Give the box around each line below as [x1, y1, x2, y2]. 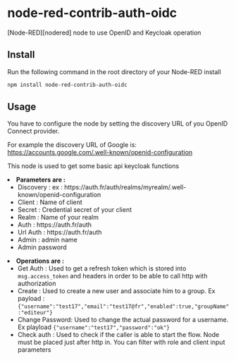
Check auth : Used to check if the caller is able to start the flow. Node [17, 331, 220, 339]
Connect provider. [7, 127, 60, 136]
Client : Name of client [17, 198, 82, 206]
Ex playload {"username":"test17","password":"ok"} [17, 323, 170, 331]
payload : [17, 295, 45, 303]
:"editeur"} [17, 309, 53, 316]
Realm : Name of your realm [17, 213, 99, 222]
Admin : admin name [17, 235, 77, 244]
